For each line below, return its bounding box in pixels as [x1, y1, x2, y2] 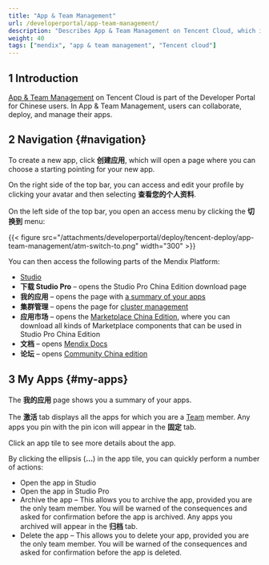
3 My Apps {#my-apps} [8, 372, 128, 386]
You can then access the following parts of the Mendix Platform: [8, 256, 220, 266]
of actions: [8, 462, 44, 472]
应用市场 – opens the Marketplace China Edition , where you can [19, 311, 231, 321]
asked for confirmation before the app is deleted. [19, 547, 183, 557]
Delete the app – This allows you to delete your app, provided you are [19, 530, 250, 540]
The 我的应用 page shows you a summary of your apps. [8, 395, 192, 404]
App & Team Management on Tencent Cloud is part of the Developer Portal [8, 92, 256, 102]
